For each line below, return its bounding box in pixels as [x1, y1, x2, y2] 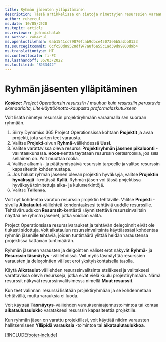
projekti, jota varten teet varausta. [12, 135, 82, 141]
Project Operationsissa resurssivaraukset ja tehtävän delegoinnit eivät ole [5, 222, 155, 228]
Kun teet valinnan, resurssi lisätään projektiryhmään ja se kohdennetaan [5, 287, 152, 294]
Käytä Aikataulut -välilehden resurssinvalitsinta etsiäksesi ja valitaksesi [5, 267, 149, 273]
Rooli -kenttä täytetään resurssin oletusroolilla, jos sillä [48, 151, 159, 156]
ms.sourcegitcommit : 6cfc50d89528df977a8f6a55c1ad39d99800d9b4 [5, 44, 138, 49]
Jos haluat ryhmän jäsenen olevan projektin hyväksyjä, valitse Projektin [12, 171, 159, 178]
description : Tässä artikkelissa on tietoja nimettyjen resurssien [5, 12, 147, 17]
